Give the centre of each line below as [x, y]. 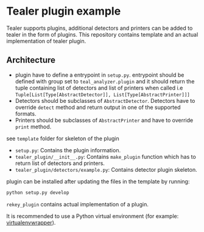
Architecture [31, 60]
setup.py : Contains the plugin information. [68, 150]
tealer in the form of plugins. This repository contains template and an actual [102, 34]
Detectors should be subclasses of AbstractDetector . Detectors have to [105, 100]
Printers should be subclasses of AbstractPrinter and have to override [104, 120]
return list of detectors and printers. [60, 163]
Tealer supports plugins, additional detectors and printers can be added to [100, 28]
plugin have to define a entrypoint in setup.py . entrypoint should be [100, 75]
